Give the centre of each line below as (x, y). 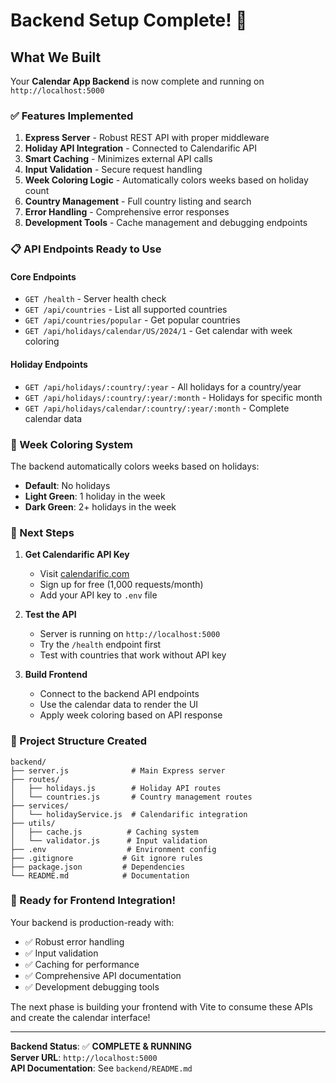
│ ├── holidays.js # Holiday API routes (116, 788)
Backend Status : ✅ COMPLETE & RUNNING (101, 1046)
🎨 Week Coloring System (72, 444)
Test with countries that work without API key (133, 655)
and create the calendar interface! (80, 1017)
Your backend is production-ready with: (92, 922)
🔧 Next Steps (42, 532)
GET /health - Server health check (95, 299)
